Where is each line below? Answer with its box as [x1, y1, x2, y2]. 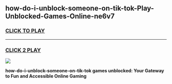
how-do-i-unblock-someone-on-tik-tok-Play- [5, 4, 155, 13]
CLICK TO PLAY [5, 27, 45, 35]
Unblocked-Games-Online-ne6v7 [5, 12, 115, 21]
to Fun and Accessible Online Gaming [5, 73, 87, 79]
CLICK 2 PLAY [5, 46, 41, 53]
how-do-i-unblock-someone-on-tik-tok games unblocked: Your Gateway [5, 67, 165, 73]
